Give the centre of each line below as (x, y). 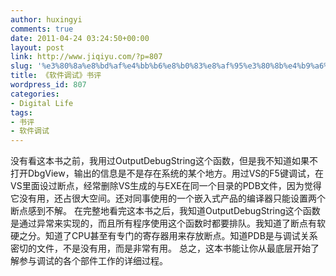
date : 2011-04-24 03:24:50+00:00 (80, 38)
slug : (21, 66)
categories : (35, 94)
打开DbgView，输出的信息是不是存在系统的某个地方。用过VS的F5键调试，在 (167, 173)
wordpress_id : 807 (48, 85)
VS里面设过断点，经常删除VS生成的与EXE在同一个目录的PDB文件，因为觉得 (166, 186)
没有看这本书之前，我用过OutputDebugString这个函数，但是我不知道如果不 (164, 161)
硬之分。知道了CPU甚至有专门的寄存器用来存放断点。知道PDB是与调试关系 (164, 236)
